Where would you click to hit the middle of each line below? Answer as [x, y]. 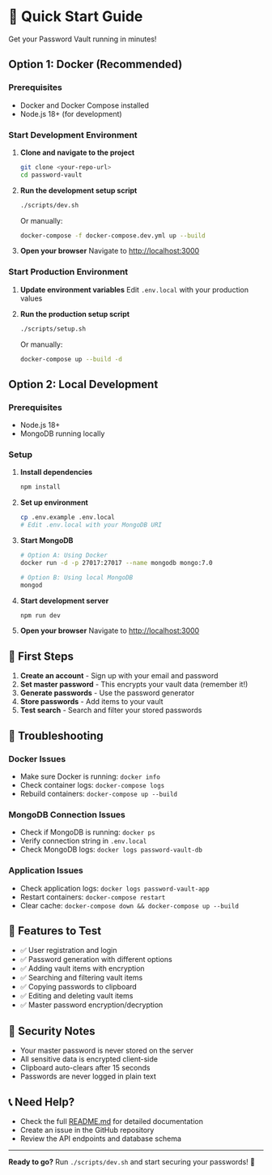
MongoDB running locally [62, 434]
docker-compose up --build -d [71, 359]
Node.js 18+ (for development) [71, 113]
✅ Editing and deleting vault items [76, 996]
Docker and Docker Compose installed [85, 105]
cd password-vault [51, 175]
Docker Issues [37, 758]
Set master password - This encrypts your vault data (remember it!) [134, 685]
